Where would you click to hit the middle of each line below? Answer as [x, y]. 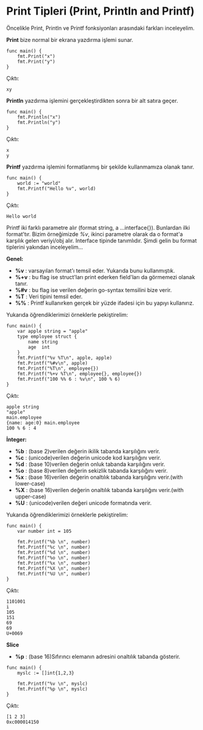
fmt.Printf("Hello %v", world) [57, 189]
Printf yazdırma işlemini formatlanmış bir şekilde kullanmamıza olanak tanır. [100, 167]
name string [43, 342]
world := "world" [39, 183]
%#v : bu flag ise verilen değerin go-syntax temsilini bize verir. [93, 290]
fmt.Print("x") [36, 56]
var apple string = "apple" [52, 331]
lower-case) [30, 483]
